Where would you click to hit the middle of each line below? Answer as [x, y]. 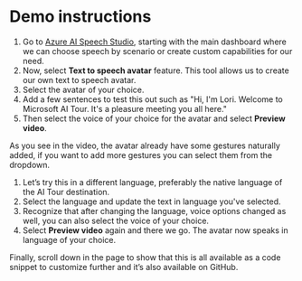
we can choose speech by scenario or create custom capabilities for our [157, 51]
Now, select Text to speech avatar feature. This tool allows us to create [156, 70]
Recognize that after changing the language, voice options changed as [154, 211]
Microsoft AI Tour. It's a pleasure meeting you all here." [125, 108]
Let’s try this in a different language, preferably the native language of [152, 182]
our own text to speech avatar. [79, 80]
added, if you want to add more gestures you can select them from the [141, 155]
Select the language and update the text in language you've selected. [152, 201]
